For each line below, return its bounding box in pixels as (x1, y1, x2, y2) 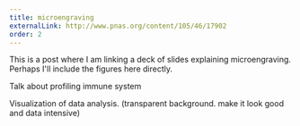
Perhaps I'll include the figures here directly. (9, 63, 173, 74)
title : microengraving (9, 13, 94, 22)
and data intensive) (9, 108, 81, 119)
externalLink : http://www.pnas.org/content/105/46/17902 (9, 21, 227, 30)
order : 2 (9, 29, 42, 38)
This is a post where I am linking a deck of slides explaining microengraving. (9, 55, 292, 65)
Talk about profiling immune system (9, 81, 142, 92)
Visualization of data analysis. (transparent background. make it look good (9, 98, 285, 109)
